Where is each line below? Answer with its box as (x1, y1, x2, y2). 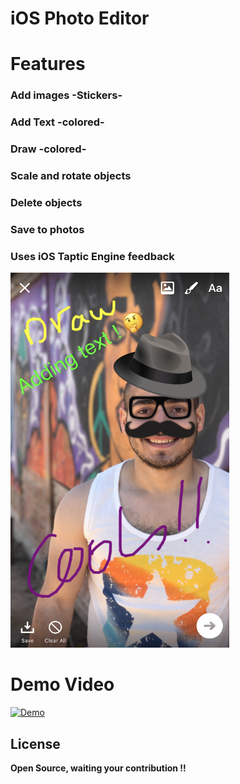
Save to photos (10, 222, 85, 236)
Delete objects (10, 195, 83, 209)
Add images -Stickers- (10, 88, 123, 102)
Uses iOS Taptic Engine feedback (10, 249, 175, 263)
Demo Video (10, 673, 115, 696)
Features (10, 53, 86, 76)
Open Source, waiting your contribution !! (10, 762, 187, 774)
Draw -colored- (10, 142, 87, 156)
